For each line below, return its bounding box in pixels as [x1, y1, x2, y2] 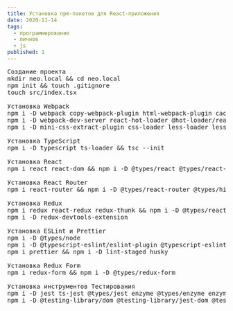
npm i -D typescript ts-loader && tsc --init [7, 143, 165, 152]
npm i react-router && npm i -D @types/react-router [7, 185, 191, 193]
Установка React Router [7, 178, 88, 186]
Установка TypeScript [7, 136, 81, 145]
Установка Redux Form [7, 261, 81, 269]
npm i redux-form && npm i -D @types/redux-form [7, 268, 175, 276]
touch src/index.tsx [7, 88, 78, 96]
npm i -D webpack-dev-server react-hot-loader [7, 116, 169, 124]
